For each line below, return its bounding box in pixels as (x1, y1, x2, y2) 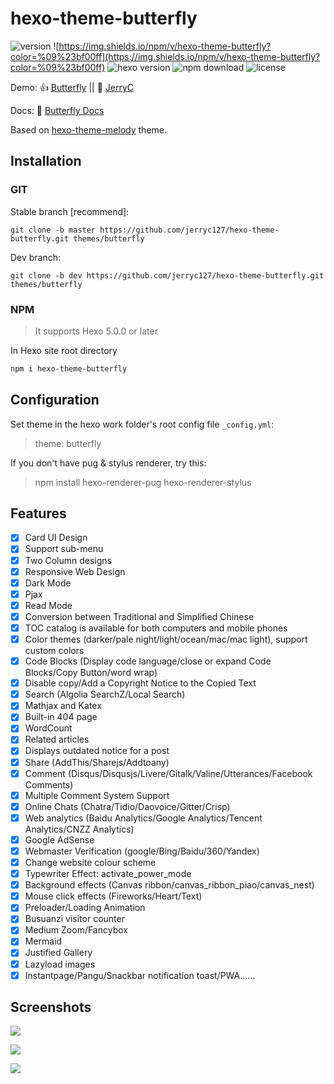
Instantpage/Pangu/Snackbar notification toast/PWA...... (24, 969, 256, 981)
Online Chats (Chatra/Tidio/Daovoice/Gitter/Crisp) (24, 800, 231, 812)
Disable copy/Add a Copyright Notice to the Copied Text (24, 677, 257, 689)
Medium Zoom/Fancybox (24, 924, 128, 936)
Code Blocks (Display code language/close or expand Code (24, 655, 272, 667)
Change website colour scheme (24, 856, 157, 868)
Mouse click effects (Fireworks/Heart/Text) (24, 890, 203, 902)
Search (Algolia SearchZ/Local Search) (24, 688, 186, 701)
